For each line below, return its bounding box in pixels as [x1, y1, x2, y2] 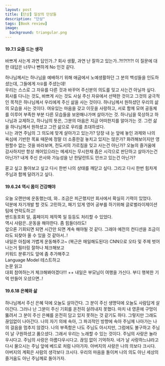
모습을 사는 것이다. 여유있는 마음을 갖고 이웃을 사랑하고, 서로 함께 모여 [10, 106, 144, 111]
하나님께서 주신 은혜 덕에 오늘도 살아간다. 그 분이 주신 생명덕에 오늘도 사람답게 [5, 299, 155, 306]
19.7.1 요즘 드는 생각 [5, 46, 43, 52]
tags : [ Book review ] [5, 21, 48, 26]
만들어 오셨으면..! [10, 276, 43, 282]
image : [5, 26, 19, 31]
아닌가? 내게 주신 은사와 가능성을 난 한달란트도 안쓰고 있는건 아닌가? [5, 155, 136, 161]
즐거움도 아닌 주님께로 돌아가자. [5, 355, 66, 361]
